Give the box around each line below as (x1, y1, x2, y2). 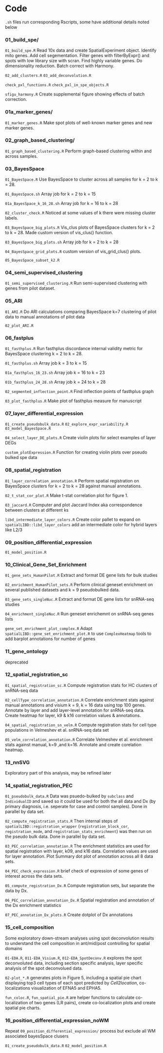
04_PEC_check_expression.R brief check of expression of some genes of (5, 868, 148, 874)
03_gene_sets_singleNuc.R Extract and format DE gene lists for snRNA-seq (5, 596, 154, 602)
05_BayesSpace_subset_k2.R (5, 258, 60, 263)
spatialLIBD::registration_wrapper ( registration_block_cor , (5, 823, 129, 829)
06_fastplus (5, 334, 34, 341)
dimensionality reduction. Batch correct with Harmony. (5, 63, 114, 69)
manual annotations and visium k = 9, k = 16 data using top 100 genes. (5, 702, 146, 708)
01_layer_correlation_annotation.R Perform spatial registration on (5, 478, 140, 483)
